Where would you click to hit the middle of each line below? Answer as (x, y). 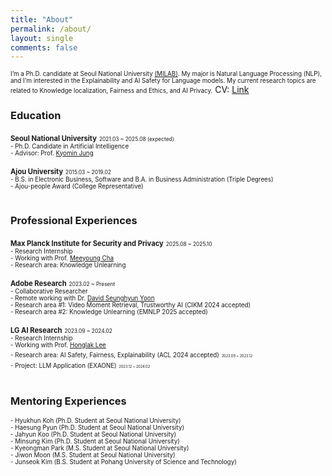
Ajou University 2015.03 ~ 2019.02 (61, 171)
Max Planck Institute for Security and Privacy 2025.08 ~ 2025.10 (111, 243)
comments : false (44, 47)
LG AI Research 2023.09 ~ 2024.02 (61, 330)
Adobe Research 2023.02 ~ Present (63, 283)
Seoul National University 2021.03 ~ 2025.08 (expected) (92, 138)
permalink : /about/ (51, 29)
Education (36, 116)
